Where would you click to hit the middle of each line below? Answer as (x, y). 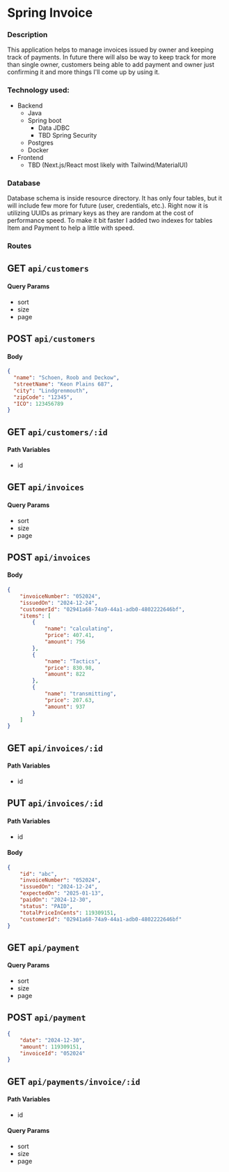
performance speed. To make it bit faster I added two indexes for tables (110, 221)
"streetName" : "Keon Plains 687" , (63, 384)
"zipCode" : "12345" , (43, 397)
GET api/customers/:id (57, 432)
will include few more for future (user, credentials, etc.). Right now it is (108, 206)
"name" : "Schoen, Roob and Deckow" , (66, 378)
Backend (30, 105)
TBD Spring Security (68, 135)
